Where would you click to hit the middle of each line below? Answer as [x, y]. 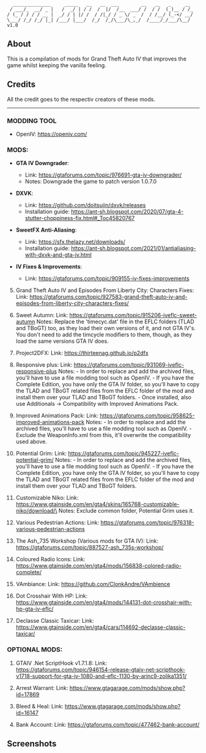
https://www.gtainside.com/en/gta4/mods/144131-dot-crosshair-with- [104, 603]
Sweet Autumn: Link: [42, 315]
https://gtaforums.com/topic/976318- [147, 523]
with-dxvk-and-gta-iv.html [58, 255]
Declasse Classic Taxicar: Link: [55, 621]
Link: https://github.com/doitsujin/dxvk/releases [85, 205]
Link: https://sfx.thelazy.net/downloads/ [75, 242]
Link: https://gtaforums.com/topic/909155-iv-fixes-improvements [107, 279]
